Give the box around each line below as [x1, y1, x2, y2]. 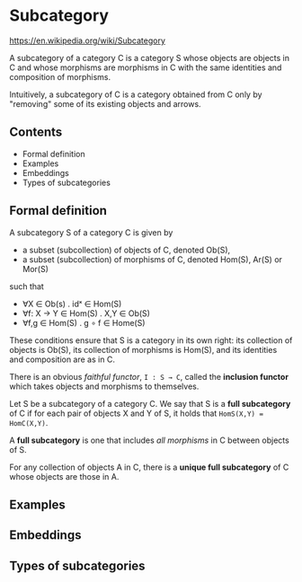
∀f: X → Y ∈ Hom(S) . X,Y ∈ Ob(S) [22, 307, 151, 319]
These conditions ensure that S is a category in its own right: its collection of [9, 334, 293, 346]
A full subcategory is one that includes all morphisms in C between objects [9, 435, 289, 445]
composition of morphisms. [9, 71, 111, 82]
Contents [9, 125, 63, 140]
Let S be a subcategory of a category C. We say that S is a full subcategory [9, 398, 291, 409]
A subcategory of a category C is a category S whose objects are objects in [9, 52, 290, 63]
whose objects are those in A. [9, 471, 120, 481]
